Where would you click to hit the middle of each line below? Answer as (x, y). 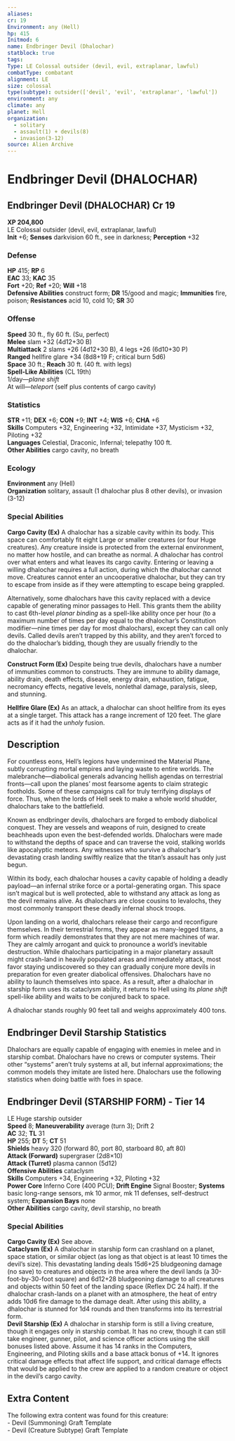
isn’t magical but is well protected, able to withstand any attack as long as (114, 894)
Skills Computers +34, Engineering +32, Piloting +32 (83, 1179)
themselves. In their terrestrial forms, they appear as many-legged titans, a (115, 929)
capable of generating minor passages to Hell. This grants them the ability (114, 605)
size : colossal (29, 86)
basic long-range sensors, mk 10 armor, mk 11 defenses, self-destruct (108, 1193)
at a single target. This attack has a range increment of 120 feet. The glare (114, 715)
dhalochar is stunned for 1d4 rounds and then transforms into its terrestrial (115, 1309)
